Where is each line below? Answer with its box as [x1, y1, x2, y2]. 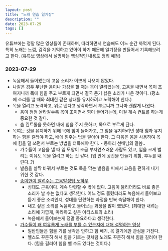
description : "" [5, 17, 39, 22]
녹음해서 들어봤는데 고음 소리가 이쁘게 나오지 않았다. [12, 78, 114, 84]
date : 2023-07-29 [5, 21, 42, 27]
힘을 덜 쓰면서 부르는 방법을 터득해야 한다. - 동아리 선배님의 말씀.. [18, 140, 145, 146]
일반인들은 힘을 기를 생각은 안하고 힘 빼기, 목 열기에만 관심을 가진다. [27, 228, 160, 234]
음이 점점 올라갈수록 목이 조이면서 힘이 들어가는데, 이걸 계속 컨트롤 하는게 [20, 109, 163, 115]
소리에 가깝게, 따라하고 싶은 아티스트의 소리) [27, 209, 114, 215]
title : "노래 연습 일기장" [5, 12, 54, 17]
